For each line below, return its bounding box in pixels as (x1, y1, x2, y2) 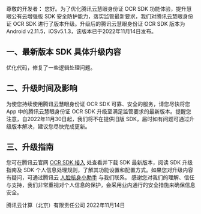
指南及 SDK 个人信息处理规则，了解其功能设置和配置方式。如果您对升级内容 (6, 167, 194, 174)
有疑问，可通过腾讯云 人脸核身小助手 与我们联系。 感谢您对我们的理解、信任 (6, 174, 195, 181)
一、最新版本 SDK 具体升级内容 (6, 47, 121, 57)
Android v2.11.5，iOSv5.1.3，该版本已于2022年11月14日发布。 (6, 28, 157, 35)
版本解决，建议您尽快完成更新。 (11, 122, 91, 130)
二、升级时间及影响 (6, 83, 77, 94)
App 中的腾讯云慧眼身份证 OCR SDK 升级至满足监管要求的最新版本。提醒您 (6, 107, 191, 115)
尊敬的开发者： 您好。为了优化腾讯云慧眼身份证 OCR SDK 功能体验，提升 (6, 5, 187, 12)
